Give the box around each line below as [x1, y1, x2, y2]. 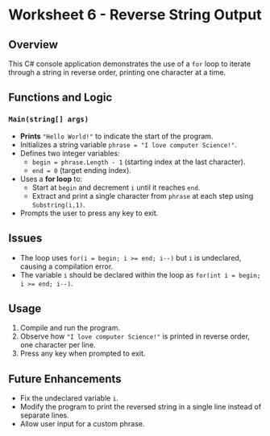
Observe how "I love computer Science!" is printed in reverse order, [19, 331, 250, 341]
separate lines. [19, 410, 70, 420]
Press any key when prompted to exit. [19, 348, 146, 359]
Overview [8, 38, 59, 51]
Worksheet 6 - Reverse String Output [8, 6, 262, 24]
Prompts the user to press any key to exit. [19, 208, 159, 218]
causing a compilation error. [19, 261, 114, 271]
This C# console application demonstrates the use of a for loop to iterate [8, 59, 251, 68]
